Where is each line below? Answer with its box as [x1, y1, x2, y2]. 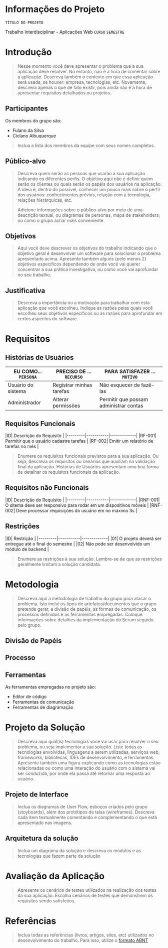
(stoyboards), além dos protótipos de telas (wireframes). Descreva [17, 809, 155, 815]
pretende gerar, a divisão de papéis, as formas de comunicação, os [17, 606, 156, 612]
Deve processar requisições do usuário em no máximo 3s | [15, 507, 137, 513]
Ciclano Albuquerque [12, 132, 56, 139]
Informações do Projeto [5, 4, 105, 15]
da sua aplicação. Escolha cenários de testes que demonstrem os [17, 892, 153, 898]
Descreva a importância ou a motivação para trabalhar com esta [17, 300, 150, 306]
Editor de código [12, 694, 47, 700]
